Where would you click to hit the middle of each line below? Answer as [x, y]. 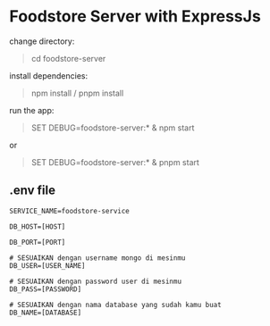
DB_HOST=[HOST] [38, 226]
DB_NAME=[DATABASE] [46, 313]
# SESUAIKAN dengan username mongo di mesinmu [97, 258]
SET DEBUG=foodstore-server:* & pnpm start [115, 162]
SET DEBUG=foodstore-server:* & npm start [113, 128]
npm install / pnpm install [77, 93]
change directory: [42, 41]
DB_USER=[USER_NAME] [48, 265]
